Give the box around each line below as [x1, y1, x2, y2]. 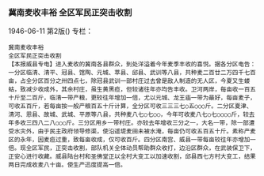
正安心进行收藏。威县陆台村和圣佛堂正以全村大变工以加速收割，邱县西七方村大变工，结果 [8, 152, 256, 161]
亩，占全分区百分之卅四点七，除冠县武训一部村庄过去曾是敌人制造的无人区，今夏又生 [8, 77, 244, 85]
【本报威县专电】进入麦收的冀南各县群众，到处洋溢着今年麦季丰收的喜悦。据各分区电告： [8, 61, 256, 69]
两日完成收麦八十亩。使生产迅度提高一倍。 [8, 161, 127, 169]
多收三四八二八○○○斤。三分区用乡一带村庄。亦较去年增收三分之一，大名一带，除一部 [13, 119, 250, 127]
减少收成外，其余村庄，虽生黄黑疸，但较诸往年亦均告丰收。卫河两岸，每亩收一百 [25, 85, 251, 94]
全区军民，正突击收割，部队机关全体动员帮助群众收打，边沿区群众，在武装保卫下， [25, 144, 256, 152]
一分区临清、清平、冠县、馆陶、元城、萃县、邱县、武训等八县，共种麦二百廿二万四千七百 [8, 69, 256, 77]
